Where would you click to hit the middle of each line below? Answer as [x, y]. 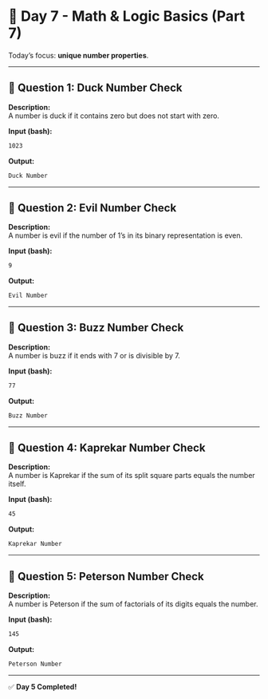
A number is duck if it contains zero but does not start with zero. [114, 116]
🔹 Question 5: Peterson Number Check [106, 577]
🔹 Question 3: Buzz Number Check [96, 328]
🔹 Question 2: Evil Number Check [93, 208]
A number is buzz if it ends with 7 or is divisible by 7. [95, 355]
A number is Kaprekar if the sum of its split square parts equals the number [132, 476]
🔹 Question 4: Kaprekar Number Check [107, 448]
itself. [17, 484]
